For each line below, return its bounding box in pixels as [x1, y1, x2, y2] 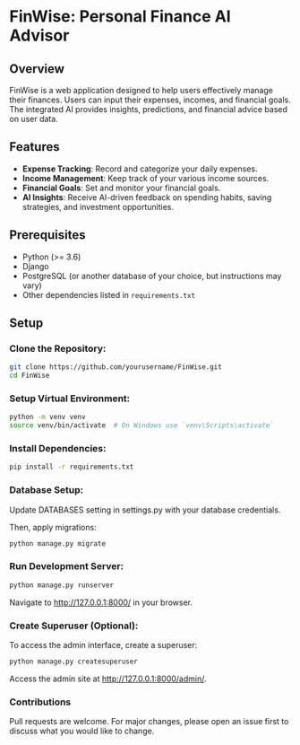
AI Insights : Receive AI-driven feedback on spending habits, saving [21, 191, 272, 203]
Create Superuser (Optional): [9, 619, 139, 632]
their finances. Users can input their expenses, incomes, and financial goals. [9, 94, 291, 105]
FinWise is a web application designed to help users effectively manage [9, 85, 273, 95]
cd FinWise [9, 371, 50, 381]
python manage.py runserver [9, 581, 115, 590]
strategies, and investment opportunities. [21, 201, 175, 212]
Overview [9, 61, 65, 76]
